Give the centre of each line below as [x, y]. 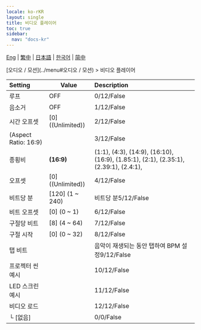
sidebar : [17, 34]
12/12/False [112, 306]
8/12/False [110, 234]
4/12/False [110, 180]
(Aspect [20, 135]
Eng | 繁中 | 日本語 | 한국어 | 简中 [46, 57]
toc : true [19, 28]
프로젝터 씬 [24, 266]
